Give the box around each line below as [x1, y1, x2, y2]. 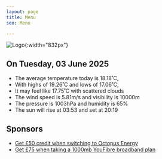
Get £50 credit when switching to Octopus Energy [14, 140, 139, 146]
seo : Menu [6, 20, 31, 26]
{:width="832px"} [25, 41, 69, 48]
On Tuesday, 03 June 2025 [6, 59, 109, 69]
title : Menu [6, 14, 36, 20]
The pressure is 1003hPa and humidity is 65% [14, 100, 129, 108]
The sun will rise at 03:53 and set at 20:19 [14, 106, 118, 114]
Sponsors [6, 124, 43, 134]
